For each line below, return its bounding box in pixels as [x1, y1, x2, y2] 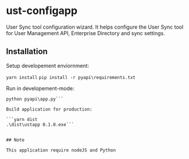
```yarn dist [6, 116, 38, 122]
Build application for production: [6, 106, 93, 112]
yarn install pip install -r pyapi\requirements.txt [6, 74, 136, 80]
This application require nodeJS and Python [6, 147, 116, 153]
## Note [6, 137, 25, 143]
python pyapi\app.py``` [6, 96, 64, 102]
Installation [6, 47, 48, 57]
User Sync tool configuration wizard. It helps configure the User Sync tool [6, 23, 184, 30]
